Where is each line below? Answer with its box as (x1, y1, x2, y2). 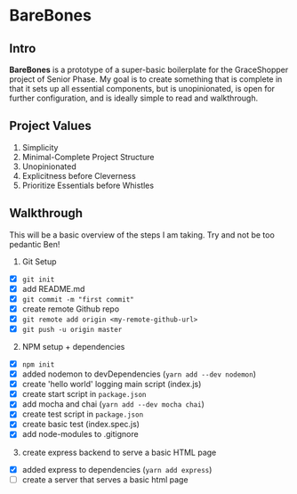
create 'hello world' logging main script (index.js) (21, 379, 202, 390)
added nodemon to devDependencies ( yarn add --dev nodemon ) (21, 368, 256, 379)
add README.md (21, 283, 85, 294)
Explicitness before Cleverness (21, 170, 136, 181)
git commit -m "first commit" (21, 295, 135, 304)
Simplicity (21, 142, 59, 152)
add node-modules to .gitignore (21, 429, 140, 440)
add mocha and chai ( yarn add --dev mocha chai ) (21, 399, 205, 409)
